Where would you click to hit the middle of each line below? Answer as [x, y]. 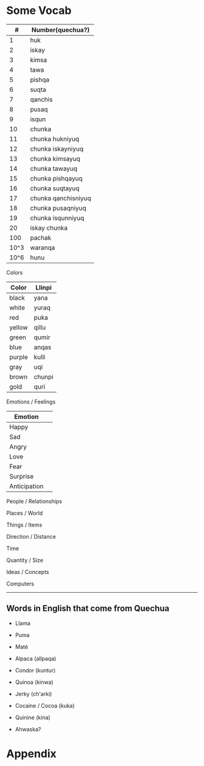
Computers [20, 584]
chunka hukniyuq [55, 139]
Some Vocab [39, 11]
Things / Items [24, 525]
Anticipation [26, 486]
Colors [15, 272]
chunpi [43, 376]
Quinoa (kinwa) [34, 682]
